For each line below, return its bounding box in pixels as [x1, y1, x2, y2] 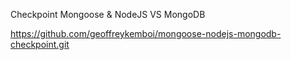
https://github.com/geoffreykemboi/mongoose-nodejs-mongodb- [10, 28, 282, 39]
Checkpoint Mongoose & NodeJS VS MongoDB [10, 9, 206, 20]
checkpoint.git [10, 39, 70, 50]
